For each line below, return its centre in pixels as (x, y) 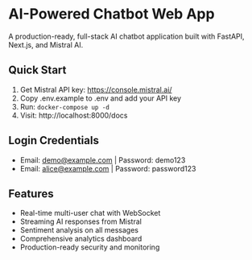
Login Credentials (54, 140)
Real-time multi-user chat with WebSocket (90, 213)
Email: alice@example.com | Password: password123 (108, 168)
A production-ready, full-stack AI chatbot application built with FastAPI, (126, 36)
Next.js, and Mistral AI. (46, 44)
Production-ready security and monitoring (90, 247)
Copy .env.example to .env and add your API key (101, 98)
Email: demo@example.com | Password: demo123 (103, 160)
